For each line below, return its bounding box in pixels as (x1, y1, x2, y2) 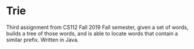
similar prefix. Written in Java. (6, 36, 79, 43)
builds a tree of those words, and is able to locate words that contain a (6, 30, 178, 37)
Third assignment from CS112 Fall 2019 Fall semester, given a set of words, (6, 24, 189, 31)
